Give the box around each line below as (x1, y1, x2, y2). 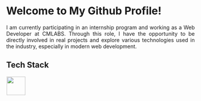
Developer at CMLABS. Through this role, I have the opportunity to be (6, 30, 195, 37)
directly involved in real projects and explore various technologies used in (6, 36, 195, 43)
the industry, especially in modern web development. (6, 43, 137, 50)
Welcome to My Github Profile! (6, 4, 162, 18)
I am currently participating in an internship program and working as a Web (6, 24, 195, 31)
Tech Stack (6, 60, 49, 70)
